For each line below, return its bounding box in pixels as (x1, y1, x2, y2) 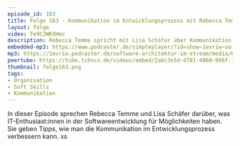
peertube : (7, 57, 37, 64)
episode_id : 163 (7, 10, 56, 18)
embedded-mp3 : (7, 43, 50, 51)
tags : (7, 70, 24, 77)
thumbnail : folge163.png (7, 63, 81, 71)
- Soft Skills (7, 83, 50, 90)
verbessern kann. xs (7, 132, 68, 141)
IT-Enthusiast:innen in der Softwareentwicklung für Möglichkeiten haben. (7, 117, 223, 125)
